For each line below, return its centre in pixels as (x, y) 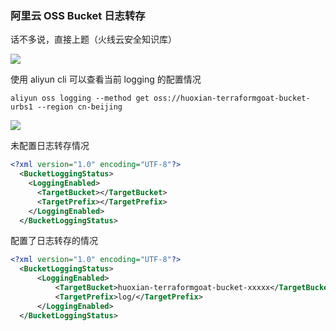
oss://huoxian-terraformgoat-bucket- (232, 98)
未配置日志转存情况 (50, 146)
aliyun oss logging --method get (80, 98)
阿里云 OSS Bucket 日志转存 (78, 15)
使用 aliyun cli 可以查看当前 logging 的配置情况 (106, 79)
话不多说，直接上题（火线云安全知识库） (93, 39)
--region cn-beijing (79, 107)
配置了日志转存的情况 (54, 241)
